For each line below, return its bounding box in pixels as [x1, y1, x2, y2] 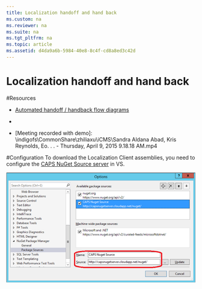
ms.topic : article [6, 42, 52, 48]
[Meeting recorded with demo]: [14, 129, 93, 137]
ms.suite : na [6, 29, 39, 35]
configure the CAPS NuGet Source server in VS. [6, 160, 125, 167]
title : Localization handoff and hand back [6, 10, 117, 16]
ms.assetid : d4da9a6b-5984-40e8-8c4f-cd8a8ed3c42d [6, 48, 136, 54]
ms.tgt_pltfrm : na [6, 35, 52, 42]
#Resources [6, 94, 36, 102]
